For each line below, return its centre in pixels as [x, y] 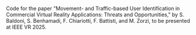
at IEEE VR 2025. [26, 27]
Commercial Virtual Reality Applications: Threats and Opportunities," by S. [95, 15]
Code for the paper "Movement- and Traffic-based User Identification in [93, 8]
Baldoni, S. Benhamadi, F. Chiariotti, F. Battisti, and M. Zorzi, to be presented [98, 21]
